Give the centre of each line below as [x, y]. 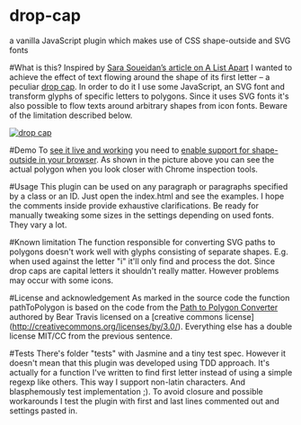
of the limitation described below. [71, 115]
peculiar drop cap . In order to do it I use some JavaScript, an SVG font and [147, 86]
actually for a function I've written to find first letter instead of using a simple [151, 372]
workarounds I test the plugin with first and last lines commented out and [145, 401]
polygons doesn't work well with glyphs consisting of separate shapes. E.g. [149, 252]
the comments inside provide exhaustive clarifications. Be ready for [134, 205]
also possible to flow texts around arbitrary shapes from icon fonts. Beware [148, 105]
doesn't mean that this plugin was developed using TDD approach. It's [140, 363]
